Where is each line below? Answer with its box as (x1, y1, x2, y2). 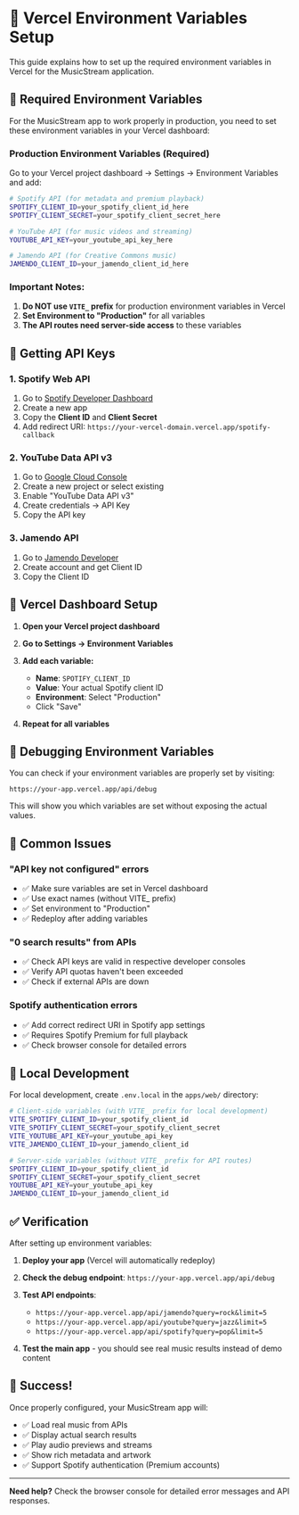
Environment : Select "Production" (35, 691, 162, 702)
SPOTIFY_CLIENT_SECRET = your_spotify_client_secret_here (9, 211, 221, 219)
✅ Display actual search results (21, 1429, 137, 1440)
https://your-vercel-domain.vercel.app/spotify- (87, 423, 271, 432)
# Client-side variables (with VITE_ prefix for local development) (9, 1106, 269, 1116)
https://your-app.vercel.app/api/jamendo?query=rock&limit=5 (35, 1309, 267, 1318)
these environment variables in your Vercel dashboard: (9, 125, 211, 136)
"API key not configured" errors (9, 863, 149, 875)
